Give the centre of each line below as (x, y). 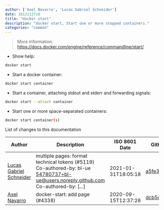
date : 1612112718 (23, 14)
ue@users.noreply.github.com (70, 180)
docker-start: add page (63, 194)
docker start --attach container (39, 102)
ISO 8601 (125, 141)
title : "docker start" (28, 19)
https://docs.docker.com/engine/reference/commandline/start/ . (81, 47)
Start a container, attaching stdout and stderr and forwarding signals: (82, 93)
